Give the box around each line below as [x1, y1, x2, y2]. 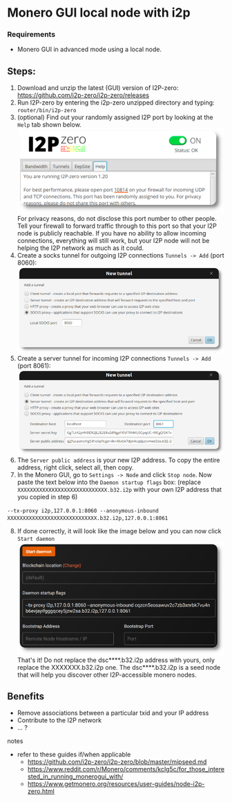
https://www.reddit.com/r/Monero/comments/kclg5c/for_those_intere [27, 765, 225, 774]
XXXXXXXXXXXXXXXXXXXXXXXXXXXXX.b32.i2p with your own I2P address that [17, 485, 222, 494]
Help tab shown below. [17, 121, 81, 129]
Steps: [7, 65, 36, 77]
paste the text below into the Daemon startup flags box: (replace [17, 478, 202, 486]
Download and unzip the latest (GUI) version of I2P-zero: [17, 84, 179, 92]
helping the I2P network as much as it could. [17, 244, 144, 252]
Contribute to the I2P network [17, 716, 102, 724]
